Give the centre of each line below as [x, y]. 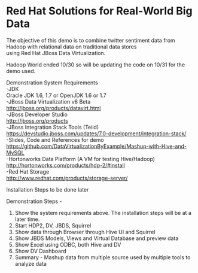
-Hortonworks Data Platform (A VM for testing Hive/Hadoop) [81, 159]
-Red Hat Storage [28, 171]
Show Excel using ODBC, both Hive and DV [68, 244]
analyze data [31, 263]
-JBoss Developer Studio [37, 114]
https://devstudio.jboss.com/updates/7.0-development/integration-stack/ [96, 134]
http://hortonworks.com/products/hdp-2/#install [66, 165]
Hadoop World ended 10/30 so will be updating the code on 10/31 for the [96, 65]
